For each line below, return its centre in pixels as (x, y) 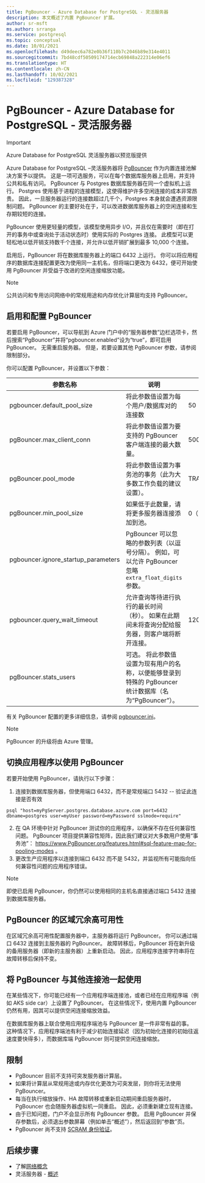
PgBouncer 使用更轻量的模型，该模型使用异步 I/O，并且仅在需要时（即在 (98, 227)
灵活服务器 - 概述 (37, 1174)
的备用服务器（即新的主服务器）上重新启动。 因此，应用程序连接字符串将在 (101, 951)
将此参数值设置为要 (153, 426)
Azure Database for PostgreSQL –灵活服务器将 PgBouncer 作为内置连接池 (99, 168)
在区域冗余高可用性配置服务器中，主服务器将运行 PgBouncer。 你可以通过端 (102, 936)
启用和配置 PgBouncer (49, 316)
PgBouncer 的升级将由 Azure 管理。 (51, 741)
